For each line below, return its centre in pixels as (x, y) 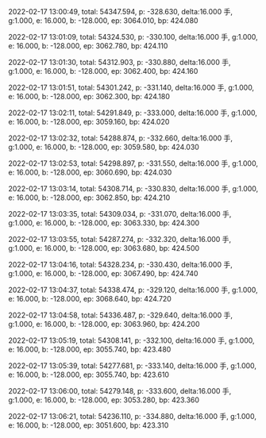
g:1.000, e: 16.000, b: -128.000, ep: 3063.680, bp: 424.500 (104, 248)
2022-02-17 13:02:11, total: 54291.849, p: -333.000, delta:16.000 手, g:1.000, (133, 113)
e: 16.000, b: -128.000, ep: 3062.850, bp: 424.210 (89, 198)
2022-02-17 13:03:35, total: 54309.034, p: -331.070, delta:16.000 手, (120, 214)
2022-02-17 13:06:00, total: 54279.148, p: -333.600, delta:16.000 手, (120, 391)
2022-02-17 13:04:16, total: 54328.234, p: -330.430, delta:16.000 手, (120, 265)
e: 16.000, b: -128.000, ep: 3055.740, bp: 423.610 (89, 375)
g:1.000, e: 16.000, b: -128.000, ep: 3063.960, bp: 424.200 (104, 324)
